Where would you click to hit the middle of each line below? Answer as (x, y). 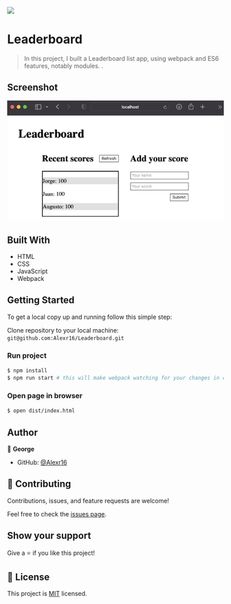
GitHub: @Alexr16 (42, 462)
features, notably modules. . (64, 66)
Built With (29, 240)
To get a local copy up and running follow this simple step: (90, 317)
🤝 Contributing (39, 484)
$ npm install (27, 371)
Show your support (49, 536)
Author (22, 432)
